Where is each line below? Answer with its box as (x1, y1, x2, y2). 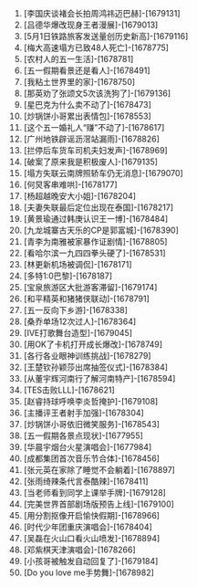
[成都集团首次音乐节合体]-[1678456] (23, 453, 161, 464)
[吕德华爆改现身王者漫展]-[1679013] (23, 19, 159, 30)
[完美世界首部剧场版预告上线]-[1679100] (23, 498, 174, 509)
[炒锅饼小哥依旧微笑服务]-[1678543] (23, 419, 161, 429)
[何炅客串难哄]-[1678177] (23, 179, 118, 190)
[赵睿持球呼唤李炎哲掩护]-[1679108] (23, 396, 159, 406)
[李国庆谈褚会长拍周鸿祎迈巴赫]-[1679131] (23, 8, 181, 18)
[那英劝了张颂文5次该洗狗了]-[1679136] (23, 88, 171, 99)
